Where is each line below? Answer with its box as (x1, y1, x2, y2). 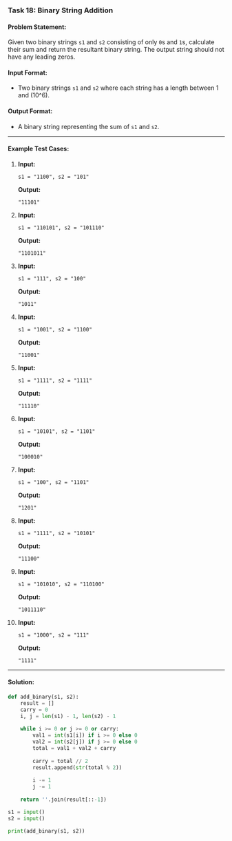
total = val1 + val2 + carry (32, 744, 116, 751)
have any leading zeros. (8, 52, 76, 61)
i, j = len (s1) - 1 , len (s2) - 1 (20, 713, 116, 719)
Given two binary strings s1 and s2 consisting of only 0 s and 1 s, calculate (8, 38, 215, 46)
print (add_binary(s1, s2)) (8, 827, 85, 834)
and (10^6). (17, 91, 50, 99)
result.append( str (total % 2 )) (32, 764, 123, 771)
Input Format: (8, 68, 48, 77)
